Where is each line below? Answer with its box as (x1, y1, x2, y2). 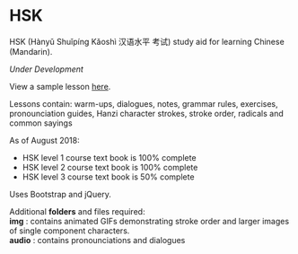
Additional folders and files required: (9, 206, 145, 216)
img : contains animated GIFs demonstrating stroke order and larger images (9, 215, 290, 226)
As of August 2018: (9, 135, 80, 145)
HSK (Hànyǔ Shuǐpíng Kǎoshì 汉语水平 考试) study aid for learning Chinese (9, 36, 285, 47)
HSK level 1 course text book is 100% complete (22, 152, 197, 162)
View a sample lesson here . (9, 81, 111, 92)
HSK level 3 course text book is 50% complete (22, 171, 195, 182)
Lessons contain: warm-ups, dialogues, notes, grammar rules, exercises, (9, 98, 278, 109)
